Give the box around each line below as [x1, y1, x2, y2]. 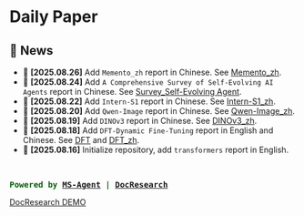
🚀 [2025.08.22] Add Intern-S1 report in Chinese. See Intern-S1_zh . [22, 96, 276, 107]
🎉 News [9, 43, 54, 58]
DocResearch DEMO [9, 197, 86, 207]
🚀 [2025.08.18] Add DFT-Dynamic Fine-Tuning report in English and [22, 125, 274, 136]
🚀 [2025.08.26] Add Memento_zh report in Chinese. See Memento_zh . [22, 67, 282, 77]
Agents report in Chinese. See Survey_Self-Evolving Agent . [22, 87, 242, 97]
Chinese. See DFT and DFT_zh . [22, 135, 139, 145]
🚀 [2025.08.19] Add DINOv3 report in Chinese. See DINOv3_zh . [22, 116, 258, 126]
